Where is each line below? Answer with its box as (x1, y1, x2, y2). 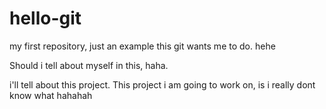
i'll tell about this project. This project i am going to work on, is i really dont (9, 78, 316, 91)
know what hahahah (9, 89, 93, 101)
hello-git (9, 7, 82, 30)
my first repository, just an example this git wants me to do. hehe (9, 40, 276, 52)
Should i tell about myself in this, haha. (9, 59, 169, 71)
